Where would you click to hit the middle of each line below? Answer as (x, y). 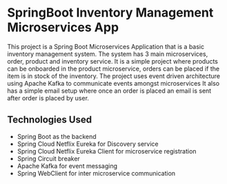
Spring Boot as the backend (57, 136)
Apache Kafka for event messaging (67, 166)
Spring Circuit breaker (49, 158)
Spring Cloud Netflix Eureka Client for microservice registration (107, 151)
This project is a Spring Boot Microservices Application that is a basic (106, 46)
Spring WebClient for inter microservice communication (96, 173)
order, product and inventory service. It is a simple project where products (113, 61)
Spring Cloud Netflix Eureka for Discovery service (88, 144)
